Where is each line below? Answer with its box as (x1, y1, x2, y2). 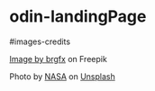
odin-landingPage (9, 6, 147, 27)
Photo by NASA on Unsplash (9, 70, 115, 82)
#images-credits (9, 36, 70, 47)
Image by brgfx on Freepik (9, 53, 108, 64)
